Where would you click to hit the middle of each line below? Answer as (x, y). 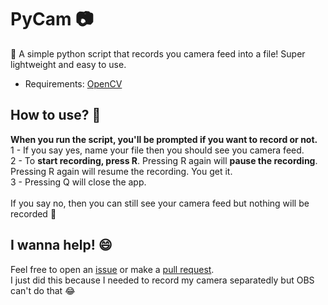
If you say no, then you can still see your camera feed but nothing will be (160, 203)
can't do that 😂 (43, 290)
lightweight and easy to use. (68, 64)
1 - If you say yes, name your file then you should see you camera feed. (157, 150)
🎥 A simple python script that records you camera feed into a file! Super (158, 53)
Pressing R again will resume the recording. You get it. (121, 171)
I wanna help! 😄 (61, 245)
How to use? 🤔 (56, 115)
